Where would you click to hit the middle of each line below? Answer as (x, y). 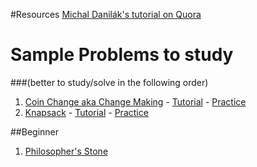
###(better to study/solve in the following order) (109, 82)
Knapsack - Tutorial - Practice (86, 112)
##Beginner (35, 131)
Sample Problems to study (122, 55)
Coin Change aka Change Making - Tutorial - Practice (135, 101)
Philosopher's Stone (66, 151)
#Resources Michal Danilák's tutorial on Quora (106, 14)
